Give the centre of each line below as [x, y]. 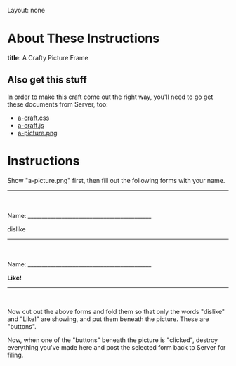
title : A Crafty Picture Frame [48, 57]
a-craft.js [31, 125]
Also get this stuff [47, 80]
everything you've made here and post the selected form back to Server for [117, 347]
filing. [15, 355]
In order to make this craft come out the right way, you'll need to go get [110, 97]
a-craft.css [33, 118]
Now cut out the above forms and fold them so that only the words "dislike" [116, 311]
